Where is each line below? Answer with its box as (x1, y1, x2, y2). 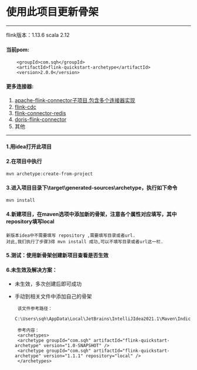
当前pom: (6, 46, 29, 53)
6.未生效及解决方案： (6, 266, 57, 273)
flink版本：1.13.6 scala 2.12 (6, 31, 70, 38)
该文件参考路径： (17, 306, 53, 312)
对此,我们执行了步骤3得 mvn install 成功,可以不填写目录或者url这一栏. (6, 238, 164, 244)
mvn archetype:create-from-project (6, 171, 93, 177)
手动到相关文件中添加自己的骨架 (14, 293, 92, 300)
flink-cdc (14, 103, 37, 110)
